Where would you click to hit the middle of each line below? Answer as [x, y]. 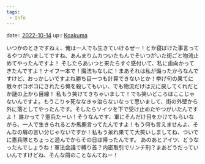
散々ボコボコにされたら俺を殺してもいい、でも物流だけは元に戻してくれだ [100, 86]
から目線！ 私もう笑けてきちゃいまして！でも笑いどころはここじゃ [111, 94]
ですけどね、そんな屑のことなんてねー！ [68, 155]
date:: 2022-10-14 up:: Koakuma [47, 35]
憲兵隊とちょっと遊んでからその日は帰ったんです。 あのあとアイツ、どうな [105, 140]
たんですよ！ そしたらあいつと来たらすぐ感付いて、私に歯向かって [111, 63]
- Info [17, 18]
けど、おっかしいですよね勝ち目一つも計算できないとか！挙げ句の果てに [102, 78]
